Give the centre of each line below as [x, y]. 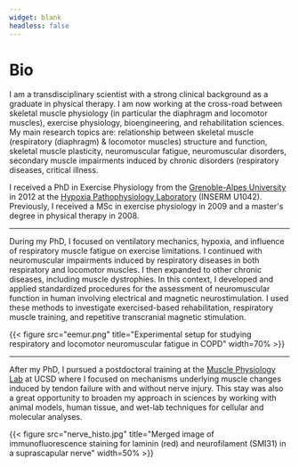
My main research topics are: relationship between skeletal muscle [132, 132]
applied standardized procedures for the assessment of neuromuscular [140, 289]
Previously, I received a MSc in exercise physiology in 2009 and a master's [146, 207]
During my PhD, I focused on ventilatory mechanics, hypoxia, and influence [147, 242]
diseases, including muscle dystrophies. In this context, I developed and [141, 279]
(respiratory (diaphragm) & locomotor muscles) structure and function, [138, 142]
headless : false [39, 26]
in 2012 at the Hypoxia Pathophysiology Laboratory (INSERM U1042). [136, 197]
